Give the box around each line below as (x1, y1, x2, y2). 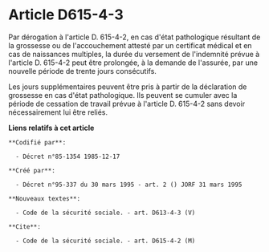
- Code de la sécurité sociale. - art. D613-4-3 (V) (15, 209, 196, 217)
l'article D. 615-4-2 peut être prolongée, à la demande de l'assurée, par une (8, 58, 259, 67)
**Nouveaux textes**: (8, 194, 81, 202)
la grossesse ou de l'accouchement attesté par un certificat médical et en (8, 40, 252, 50)
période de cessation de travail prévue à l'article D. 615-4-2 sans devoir (8, 99, 246, 108)
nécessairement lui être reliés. (8, 107, 108, 117)
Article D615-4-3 (8, 6, 124, 24)
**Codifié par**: (8, 138, 67, 146)
